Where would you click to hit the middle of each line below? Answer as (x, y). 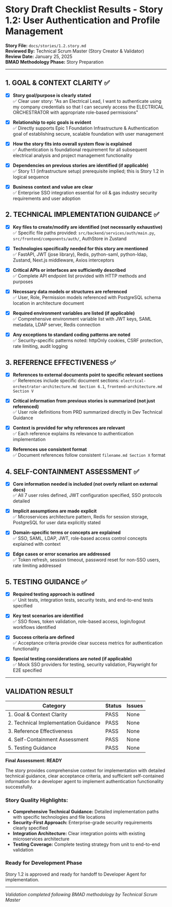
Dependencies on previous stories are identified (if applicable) (81, 165)
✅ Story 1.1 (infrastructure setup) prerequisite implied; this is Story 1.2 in (88, 171)
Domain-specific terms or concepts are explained (67, 532)
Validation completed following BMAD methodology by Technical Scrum (81, 894)
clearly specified (30, 828)
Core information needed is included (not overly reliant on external (85, 484)
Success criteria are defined (44, 637)
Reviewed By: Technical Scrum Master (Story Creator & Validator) (75, 51)
